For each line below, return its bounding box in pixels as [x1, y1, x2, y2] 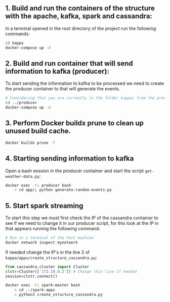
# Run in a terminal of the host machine [5, 235, 94, 240]
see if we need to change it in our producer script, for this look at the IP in [5, 220, 159, 226]
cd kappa [5, 40, 24, 45]
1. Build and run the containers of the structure [5, 4, 155, 13]
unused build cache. [5, 127, 71, 135]
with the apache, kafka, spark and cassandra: [5, 12, 153, 21]
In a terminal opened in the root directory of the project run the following [5, 25, 156, 31]
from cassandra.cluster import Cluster [5, 264, 90, 269]
